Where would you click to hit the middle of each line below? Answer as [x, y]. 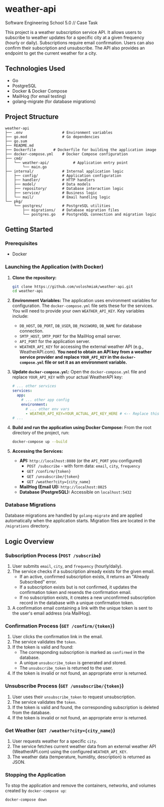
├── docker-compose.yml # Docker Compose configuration [67, 154]
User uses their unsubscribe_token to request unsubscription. [74, 697]
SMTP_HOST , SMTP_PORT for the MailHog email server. [70, 336]
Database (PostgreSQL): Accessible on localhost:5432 [75, 492]
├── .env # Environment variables [59, 132]
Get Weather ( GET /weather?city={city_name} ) [60, 730]
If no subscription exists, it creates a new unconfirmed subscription [87, 598]
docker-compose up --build [40, 442]
